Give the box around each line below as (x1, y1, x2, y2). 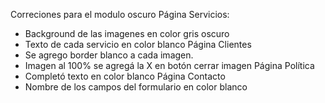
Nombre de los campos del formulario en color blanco (24, 81, 248, 93)
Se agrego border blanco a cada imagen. (24, 49, 194, 61)
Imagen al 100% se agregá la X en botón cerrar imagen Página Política (24, 60, 315, 71)
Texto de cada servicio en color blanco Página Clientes (24, 39, 252, 50)
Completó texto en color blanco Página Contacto (24, 70, 226, 82)
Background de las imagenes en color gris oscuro (24, 28, 230, 39)
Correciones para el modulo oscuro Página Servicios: (10, 9, 230, 20)
